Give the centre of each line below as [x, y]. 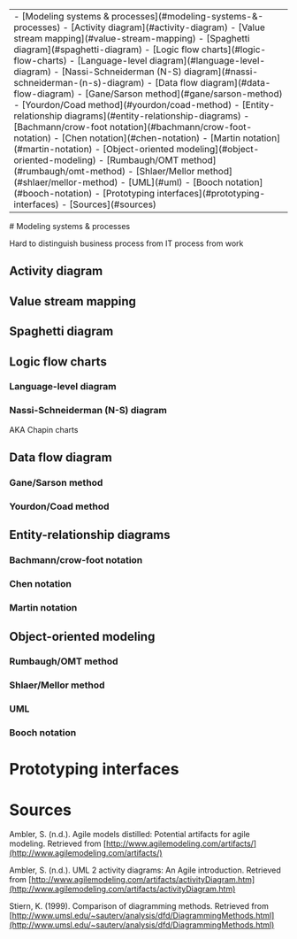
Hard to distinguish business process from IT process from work [126, 243]
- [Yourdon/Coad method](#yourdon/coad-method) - [127, 105]
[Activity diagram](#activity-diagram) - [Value [168, 27]
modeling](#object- [218, 149]
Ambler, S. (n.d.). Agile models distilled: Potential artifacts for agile [129, 835]
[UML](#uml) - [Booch [175, 182]
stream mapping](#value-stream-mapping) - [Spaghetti [132, 38]
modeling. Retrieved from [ [58, 843]
